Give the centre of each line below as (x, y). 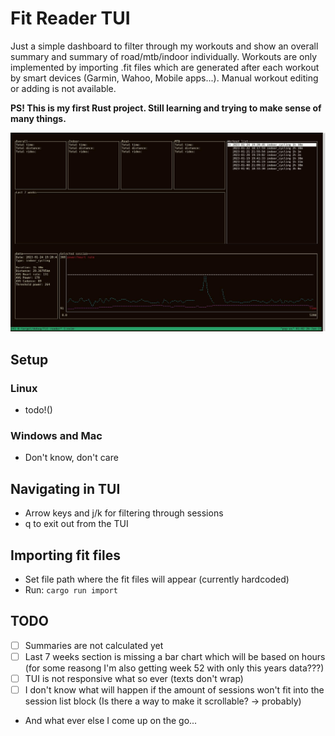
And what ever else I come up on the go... (111, 721)
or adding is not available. (63, 88)
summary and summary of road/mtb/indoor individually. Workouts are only (164, 56)
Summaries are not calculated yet (94, 645)
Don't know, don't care (71, 458)
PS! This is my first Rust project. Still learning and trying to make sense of (166, 108)
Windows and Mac (56, 435)
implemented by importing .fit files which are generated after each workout (165, 67)
